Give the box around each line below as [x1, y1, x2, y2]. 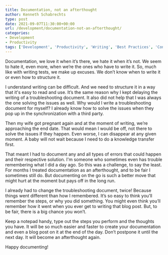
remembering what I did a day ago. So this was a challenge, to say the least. [5, 161, 162, 167]
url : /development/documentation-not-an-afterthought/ [5, 26, 122, 31]
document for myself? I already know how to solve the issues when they [5, 105, 154, 111]
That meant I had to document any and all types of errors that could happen [5, 151, 161, 157]
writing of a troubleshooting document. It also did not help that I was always [5, 94, 161, 100]
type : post [5, 16, 28, 21]
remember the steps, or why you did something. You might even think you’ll [5, 198, 161, 204]
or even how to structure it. [5, 74, 61, 80]
